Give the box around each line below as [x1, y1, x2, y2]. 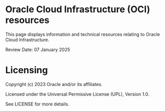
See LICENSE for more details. [5, 101, 70, 107]
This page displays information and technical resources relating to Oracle [5, 31, 160, 37]
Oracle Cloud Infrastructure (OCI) [5, 4, 150, 15]
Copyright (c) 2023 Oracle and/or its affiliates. [5, 81, 102, 87]
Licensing [5, 65, 48, 76]
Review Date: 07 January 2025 [5, 46, 70, 52]
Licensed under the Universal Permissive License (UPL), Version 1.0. [5, 91, 150, 97]
